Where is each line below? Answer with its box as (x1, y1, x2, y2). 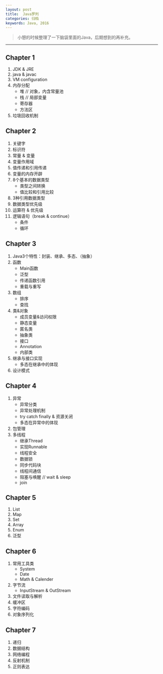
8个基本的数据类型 (12, 177, 50, 182)
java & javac (12, 71, 37, 78)
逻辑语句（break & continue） (12, 213, 72, 219)
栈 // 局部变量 (19, 95, 47, 100)
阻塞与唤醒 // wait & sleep (19, 474, 71, 480)
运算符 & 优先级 (12, 207, 44, 213)
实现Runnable (19, 444, 47, 449)
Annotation (19, 343, 42, 349)
